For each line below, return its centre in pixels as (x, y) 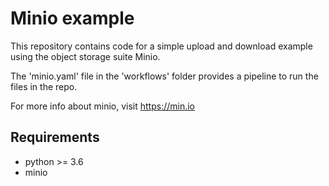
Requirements (55, 137)
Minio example (72, 18)
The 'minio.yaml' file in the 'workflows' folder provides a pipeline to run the (164, 76)
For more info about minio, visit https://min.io (103, 106)
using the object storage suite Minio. (85, 56)
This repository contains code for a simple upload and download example (161, 46)
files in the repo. (44, 86)
